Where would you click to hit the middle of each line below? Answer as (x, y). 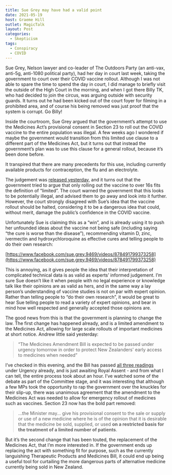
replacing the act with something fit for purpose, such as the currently (79, 450)
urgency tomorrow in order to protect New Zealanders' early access (90, 350)
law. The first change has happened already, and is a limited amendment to (85, 323)
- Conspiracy (24, 48)
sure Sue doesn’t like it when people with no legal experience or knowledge (85, 280)
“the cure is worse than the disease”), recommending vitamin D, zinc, (79, 233)
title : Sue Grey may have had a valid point (54, 10)
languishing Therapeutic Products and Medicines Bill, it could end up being (85, 456)
